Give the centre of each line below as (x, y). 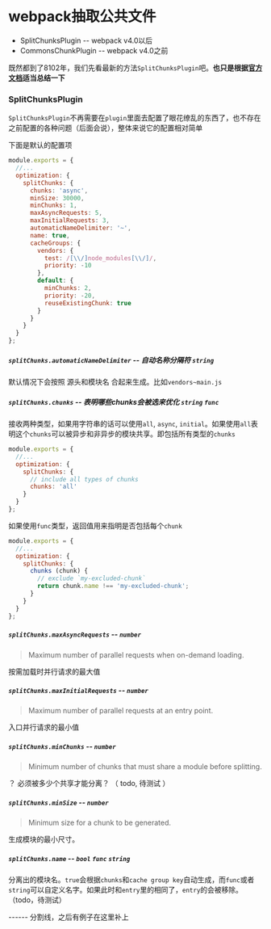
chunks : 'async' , (59, 191)
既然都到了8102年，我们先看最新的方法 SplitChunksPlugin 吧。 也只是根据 (128, 67)
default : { (56, 281)
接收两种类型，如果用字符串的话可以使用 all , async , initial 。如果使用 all (130, 424)
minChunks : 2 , (68, 288)
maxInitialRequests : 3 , (70, 221)
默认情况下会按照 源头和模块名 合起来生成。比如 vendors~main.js (115, 382)
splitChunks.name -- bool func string (69, 859)
